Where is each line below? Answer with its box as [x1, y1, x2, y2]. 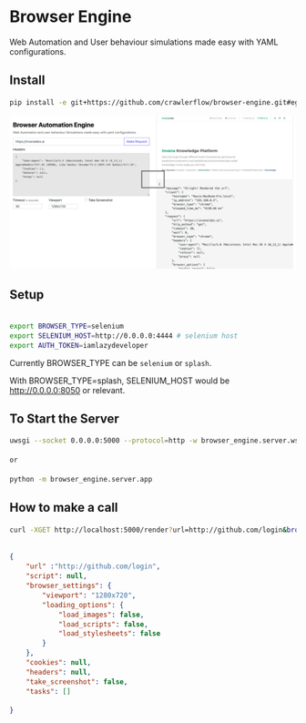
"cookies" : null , [25, 658, 92, 667]
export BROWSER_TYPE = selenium [9, 321, 125, 331]
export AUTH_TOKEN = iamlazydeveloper [9, 341, 148, 350]
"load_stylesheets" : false [57, 629, 161, 638]
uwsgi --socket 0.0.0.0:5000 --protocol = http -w [9, 436, 198, 445]
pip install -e [9, 97, 67, 107]
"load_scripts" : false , [57, 619, 148, 629]
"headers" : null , [25, 667, 92, 677]
